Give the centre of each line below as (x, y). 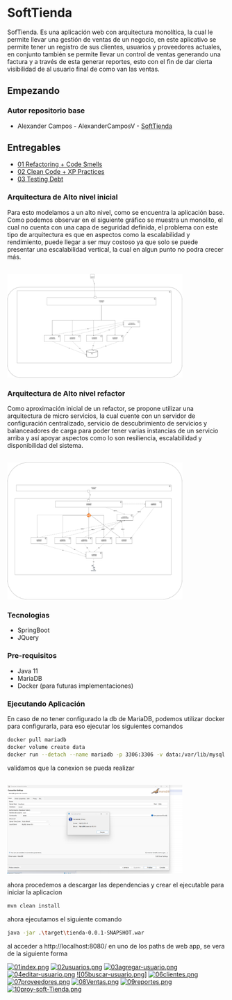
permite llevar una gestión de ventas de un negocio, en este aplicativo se (112, 39)
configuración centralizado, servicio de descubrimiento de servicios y (107, 424)
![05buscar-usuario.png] (112, 974)
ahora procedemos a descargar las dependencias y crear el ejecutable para (116, 885)
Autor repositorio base (46, 111)
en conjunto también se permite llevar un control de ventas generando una (114, 54)
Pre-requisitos (32, 656)
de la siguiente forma (38, 953)
